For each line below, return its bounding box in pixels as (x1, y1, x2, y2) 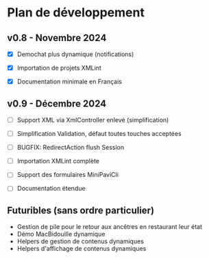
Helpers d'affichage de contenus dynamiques (16, 245, 147, 253)
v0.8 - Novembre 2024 (7, 32, 107, 44)
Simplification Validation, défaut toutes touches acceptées (16, 130, 182, 138)
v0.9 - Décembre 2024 (7, 98, 107, 109)
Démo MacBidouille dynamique (16, 230, 106, 238)
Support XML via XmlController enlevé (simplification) (16, 116, 169, 124)
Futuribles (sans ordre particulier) (7, 204, 155, 216)
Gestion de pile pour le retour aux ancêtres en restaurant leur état (16, 223, 203, 231)
